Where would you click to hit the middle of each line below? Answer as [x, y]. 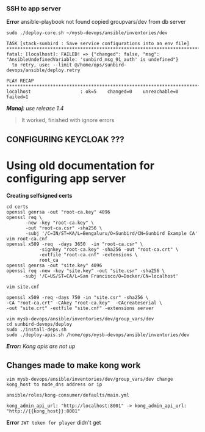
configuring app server [66, 178]
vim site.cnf [23, 287]
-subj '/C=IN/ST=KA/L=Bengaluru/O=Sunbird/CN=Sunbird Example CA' [112, 233]
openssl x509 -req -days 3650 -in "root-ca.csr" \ [75, 244]
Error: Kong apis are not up [41, 346]
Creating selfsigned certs [39, 195]
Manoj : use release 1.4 [35, 109]
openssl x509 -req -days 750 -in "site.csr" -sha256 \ [77, 297]
